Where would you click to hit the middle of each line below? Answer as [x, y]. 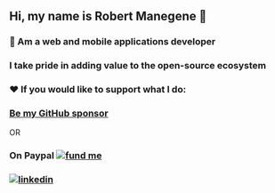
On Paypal [32, 156]
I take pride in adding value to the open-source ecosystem [138, 66]
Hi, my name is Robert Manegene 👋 [108, 16]
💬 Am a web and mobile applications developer [113, 42]
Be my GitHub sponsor [59, 114]
